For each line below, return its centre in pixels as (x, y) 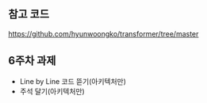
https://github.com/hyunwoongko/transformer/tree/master (103, 33)
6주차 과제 (32, 61)
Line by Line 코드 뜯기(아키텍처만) (73, 81)
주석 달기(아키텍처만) (52, 91)
